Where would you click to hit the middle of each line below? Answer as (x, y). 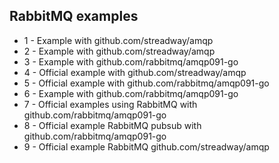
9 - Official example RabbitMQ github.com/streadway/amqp (146, 146)
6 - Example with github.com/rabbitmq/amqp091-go (131, 93)
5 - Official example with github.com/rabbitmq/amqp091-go (146, 83)
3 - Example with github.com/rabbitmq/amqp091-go (131, 61)
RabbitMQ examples (74, 16)
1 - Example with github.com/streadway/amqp (118, 40)
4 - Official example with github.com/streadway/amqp (135, 72)
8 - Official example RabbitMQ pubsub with (112, 125)
